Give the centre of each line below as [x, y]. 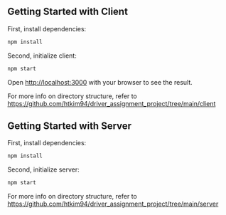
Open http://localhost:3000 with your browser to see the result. [100, 82]
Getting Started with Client [68, 12]
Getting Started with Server [70, 126]
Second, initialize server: [43, 169]
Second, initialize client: [42, 56]
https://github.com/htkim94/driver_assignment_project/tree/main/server [113, 204]
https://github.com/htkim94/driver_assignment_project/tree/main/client [112, 103]
